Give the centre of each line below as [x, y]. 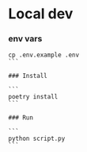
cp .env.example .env [44, 55]
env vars [25, 39]
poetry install [33, 97]
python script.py [37, 139]
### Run [21, 118]
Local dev [41, 14]
